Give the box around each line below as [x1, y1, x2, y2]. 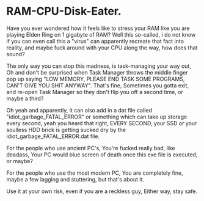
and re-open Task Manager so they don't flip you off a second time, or [6, 88, 183, 95]
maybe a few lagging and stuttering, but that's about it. [6, 175, 145, 183]
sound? [6, 50, 26, 57]
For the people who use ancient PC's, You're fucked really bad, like [6, 144, 175, 152]
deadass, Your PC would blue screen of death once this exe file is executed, [6, 151, 198, 158]
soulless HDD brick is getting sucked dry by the [6, 126, 126, 133]
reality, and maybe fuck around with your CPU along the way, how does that [6, 44, 198, 51]
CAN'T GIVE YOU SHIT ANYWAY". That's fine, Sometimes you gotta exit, [6, 81, 189, 89]
